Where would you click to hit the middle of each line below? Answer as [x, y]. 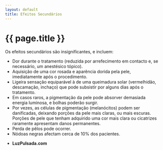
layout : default [21, 10]
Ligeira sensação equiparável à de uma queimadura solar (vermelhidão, [84, 82]
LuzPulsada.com [30, 143]
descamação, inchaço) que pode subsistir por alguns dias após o [78, 87]
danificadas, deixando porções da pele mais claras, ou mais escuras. [81, 113]
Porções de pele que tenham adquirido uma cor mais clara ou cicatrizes [84, 118]
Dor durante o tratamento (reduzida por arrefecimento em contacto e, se [85, 61]
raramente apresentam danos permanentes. [56, 124]
